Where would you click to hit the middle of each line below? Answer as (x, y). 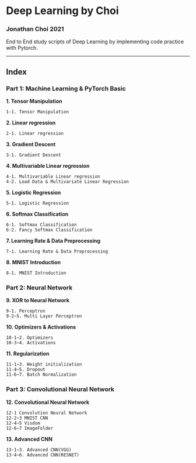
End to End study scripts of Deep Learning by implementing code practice (95, 42)
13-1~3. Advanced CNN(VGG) (39, 450)
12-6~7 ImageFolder (30, 428)
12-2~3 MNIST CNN (27, 418)
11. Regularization (28, 354)
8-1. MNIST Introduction (36, 273)
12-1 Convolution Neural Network (47, 413)
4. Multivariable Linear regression (48, 166)
